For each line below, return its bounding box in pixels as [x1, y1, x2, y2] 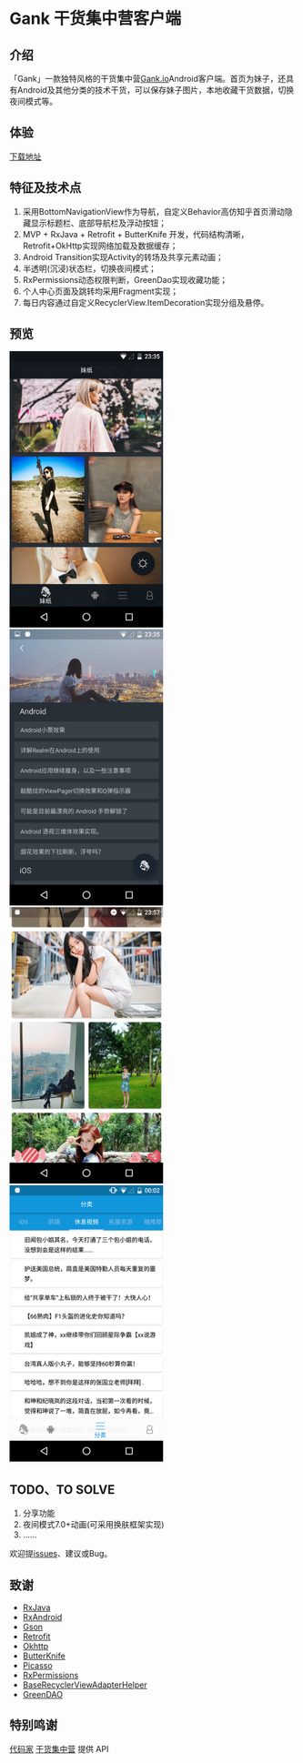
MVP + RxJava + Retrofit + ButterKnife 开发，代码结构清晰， [22, 228, 249, 239]
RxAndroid [22, 1612, 63, 1623]
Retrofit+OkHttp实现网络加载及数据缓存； [22, 240, 178, 251]
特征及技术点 [9, 180, 82, 196]
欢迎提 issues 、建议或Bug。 [9, 1548, 113, 1559]
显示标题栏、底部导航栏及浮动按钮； [30, 217, 167, 228]
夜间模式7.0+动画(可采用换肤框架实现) [22, 1519, 165, 1530]
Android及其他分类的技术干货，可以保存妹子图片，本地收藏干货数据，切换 [16, 85, 294, 96]
